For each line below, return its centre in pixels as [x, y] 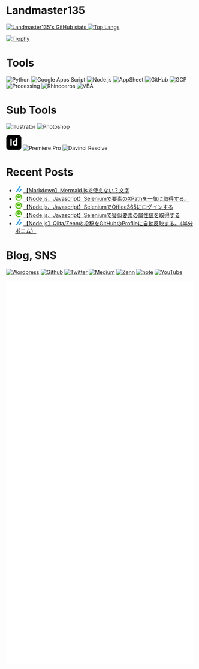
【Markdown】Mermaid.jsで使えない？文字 [76, 190]
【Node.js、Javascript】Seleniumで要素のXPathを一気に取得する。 [106, 198]
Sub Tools [31, 110]
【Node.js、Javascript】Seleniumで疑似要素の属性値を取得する [102, 215]
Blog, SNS [31, 256]
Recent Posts [40, 172]
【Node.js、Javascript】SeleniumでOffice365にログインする [98, 207]
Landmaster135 [46, 10]
